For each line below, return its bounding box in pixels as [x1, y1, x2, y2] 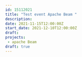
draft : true [5, 44, 30, 49]
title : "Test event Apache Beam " [5, 12, 77, 17]
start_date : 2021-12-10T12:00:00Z [5, 26, 77, 31]
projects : [5, 35, 26, 40]
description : [5, 16, 32, 21]
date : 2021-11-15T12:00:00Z [5, 21, 64, 26]
